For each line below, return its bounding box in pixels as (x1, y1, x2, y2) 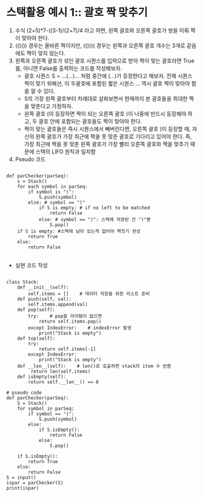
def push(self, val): (17, 296, 72, 302)
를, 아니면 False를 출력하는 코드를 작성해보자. (15, 64, 122, 72)
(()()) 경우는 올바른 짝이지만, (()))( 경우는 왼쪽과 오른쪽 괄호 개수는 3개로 (15, 42, 186, 49)
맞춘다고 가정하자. (30, 102, 73, 110)
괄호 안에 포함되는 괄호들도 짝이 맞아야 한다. (38, 118, 142, 125)
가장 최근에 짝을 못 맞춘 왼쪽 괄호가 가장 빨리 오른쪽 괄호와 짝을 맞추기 (24, 140, 189, 147)
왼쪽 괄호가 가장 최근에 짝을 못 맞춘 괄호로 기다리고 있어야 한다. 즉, (35, 133, 192, 140)
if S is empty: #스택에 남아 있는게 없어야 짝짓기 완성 (17, 228, 141, 234)
